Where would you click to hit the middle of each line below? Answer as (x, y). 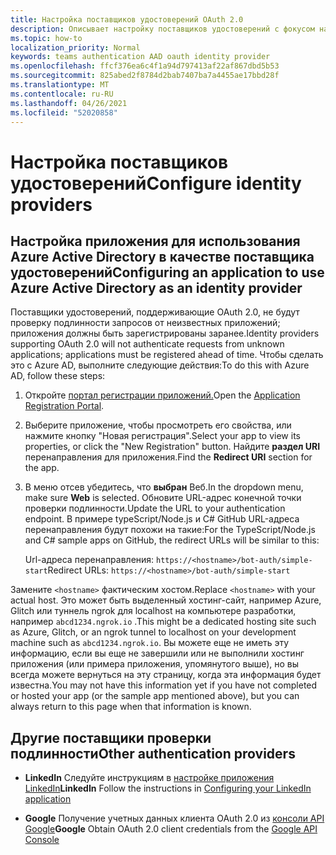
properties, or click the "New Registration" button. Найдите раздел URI (172, 447)
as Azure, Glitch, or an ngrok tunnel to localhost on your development (153, 632)
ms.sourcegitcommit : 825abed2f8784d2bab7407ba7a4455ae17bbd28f (145, 76)
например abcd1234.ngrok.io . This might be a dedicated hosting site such (163, 622)
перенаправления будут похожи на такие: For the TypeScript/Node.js (170, 530)
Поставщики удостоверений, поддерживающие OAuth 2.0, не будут (155, 312)
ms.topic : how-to (46, 38)
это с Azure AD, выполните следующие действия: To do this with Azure (160, 365)
